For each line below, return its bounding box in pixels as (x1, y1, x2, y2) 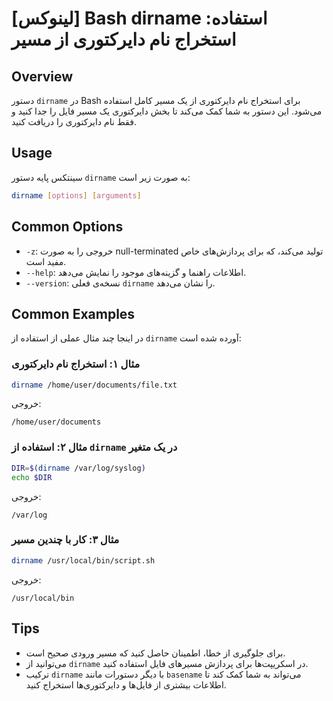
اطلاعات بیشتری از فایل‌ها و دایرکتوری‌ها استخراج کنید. (25, 678, 227, 691)
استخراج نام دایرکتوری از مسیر (11, 28, 237, 51)
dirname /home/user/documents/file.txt (11, 380, 178, 390)
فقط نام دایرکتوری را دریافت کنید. (11, 116, 137, 127)
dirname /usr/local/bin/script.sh (11, 555, 156, 566)
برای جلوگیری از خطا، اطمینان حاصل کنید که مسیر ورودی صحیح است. (25, 647, 286, 659)
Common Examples (11, 305, 136, 322)
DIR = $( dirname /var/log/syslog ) (11, 463, 146, 473)
